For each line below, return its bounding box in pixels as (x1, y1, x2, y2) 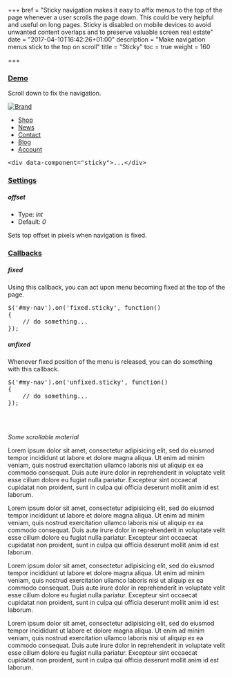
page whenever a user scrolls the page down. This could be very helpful (8, 13, 214, 21)
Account (17, 146, 42, 154)
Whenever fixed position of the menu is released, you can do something (8, 358, 213, 366)
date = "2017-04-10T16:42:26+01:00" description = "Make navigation (8, 35, 206, 44)
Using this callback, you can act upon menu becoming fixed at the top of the (8, 283, 226, 292)
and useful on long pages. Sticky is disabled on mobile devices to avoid (8, 21, 211, 28)
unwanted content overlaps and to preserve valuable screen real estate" (8, 28, 213, 36)
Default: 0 (17, 218, 47, 226)
